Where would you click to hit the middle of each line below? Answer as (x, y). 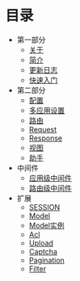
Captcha (43, 251)
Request (43, 129)
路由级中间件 (50, 188)
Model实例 (46, 225)
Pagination (47, 260)
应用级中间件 (50, 178)
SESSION (44, 207)
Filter (38, 268)
